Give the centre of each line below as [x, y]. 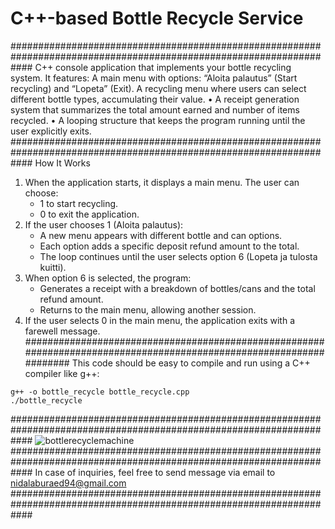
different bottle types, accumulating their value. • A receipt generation [155, 99]
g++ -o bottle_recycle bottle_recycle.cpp [100, 392]
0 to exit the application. [89, 214]
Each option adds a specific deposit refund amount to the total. [169, 246]
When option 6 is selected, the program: [108, 278]
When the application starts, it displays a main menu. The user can [162, 182]
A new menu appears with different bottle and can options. [161, 235]
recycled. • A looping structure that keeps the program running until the [158, 120]
